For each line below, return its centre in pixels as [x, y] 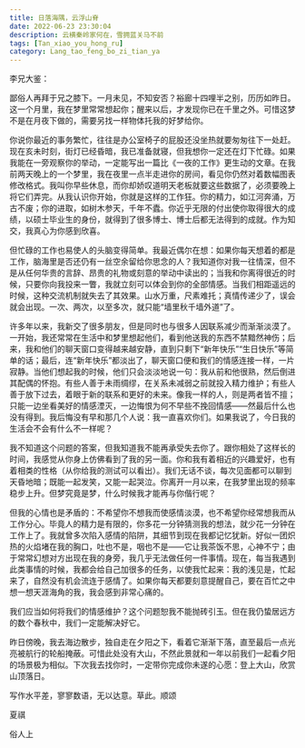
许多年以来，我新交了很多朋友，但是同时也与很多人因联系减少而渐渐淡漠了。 [152, 326]
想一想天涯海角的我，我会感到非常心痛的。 [89, 593]
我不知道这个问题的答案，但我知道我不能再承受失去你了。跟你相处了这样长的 [152, 448]
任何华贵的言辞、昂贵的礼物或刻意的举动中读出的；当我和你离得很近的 [156, 273]
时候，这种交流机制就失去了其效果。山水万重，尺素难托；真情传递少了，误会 [152, 295]
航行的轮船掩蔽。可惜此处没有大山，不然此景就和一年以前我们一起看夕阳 [160, 653]
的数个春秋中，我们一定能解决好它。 [77, 623]
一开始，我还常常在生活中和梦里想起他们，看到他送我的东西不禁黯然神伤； [148, 338]
